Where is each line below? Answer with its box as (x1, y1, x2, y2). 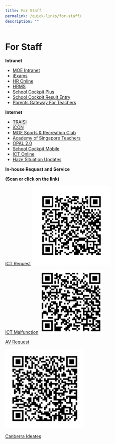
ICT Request (5, 261, 31, 267)
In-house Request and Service (5, 166, 70, 172)
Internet (5, 109, 23, 115)
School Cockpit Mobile (12, 146, 60, 152)
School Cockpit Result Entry (12, 94, 71, 100)
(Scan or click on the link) (5, 176, 59, 182)
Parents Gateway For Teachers (12, 100, 76, 106)
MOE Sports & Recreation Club (12, 130, 76, 136)
